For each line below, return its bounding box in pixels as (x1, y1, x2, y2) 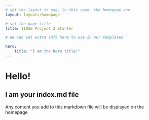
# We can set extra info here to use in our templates (5, 35, 124, 40)
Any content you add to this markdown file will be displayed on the (5, 104, 144, 110)
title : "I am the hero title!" (14, 49, 81, 54)
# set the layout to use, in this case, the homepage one (5, 7, 130, 13)
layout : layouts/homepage (5, 12, 60, 17)
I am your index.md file (5, 90, 80, 99)
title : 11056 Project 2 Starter (5, 26, 73, 31)
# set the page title (5, 21, 51, 26)
